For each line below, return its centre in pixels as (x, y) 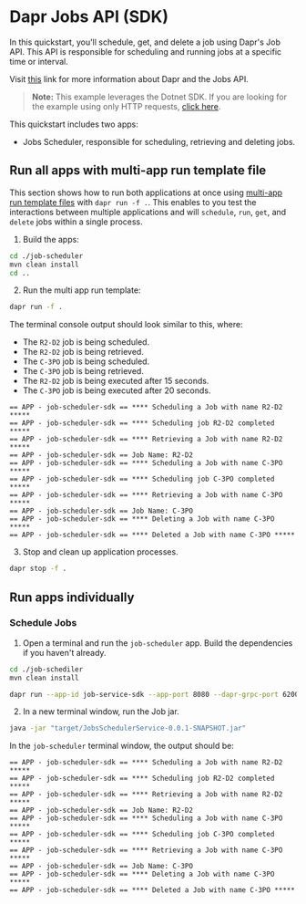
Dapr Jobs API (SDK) (89, 17)
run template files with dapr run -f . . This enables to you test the (133, 202)
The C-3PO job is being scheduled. (86, 361)
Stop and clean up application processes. (101, 552)
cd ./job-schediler (46, 669)
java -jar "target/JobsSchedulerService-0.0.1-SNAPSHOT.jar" (128, 728)
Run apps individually (72, 597)
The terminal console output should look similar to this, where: (126, 325)
